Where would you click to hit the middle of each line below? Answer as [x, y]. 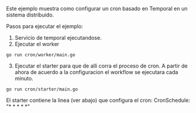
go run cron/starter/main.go [42, 89]
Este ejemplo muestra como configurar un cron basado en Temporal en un [97, 9]
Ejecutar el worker [37, 44]
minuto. [24, 78]
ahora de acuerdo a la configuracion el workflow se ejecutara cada [97, 72]
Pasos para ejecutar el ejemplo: [45, 26]
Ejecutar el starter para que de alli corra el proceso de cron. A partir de [101, 66]
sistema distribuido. [30, 15]
